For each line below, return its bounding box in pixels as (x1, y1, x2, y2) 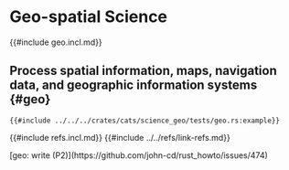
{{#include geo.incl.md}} (9, 37, 102, 48)
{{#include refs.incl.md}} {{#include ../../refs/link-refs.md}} (9, 132, 230, 143)
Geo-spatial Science (9, 6, 167, 27)
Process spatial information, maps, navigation (9, 63, 277, 79)
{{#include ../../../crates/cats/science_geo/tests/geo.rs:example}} (9, 116, 281, 125)
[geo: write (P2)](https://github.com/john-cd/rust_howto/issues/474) (9, 149, 268, 161)
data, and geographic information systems (9, 78, 258, 93)
